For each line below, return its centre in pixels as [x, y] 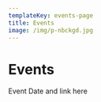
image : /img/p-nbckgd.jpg [50, 30]
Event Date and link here [48, 91]
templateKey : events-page [50, 15]
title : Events [32, 23]
